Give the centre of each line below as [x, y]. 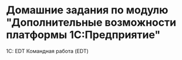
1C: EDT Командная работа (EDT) [48, 51]
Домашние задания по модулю [87, 10]
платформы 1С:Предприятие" [83, 35]
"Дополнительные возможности [91, 22]
